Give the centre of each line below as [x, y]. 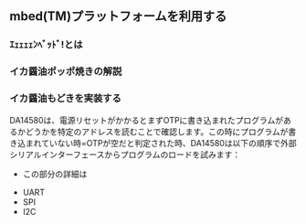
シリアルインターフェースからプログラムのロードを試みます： [125, 155]
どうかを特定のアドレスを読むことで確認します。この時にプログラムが [157, 132]
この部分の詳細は [55, 174]
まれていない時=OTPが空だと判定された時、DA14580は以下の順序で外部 [161, 143]
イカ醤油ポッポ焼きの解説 [66, 71]
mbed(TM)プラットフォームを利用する [118, 16]
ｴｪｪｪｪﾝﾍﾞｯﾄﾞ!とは [47, 45]
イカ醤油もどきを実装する [65, 99]
